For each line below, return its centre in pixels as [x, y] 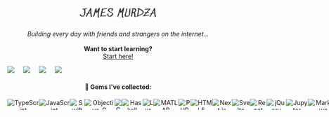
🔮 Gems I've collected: [118, 87]
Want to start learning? [118, 49]
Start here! [118, 56]
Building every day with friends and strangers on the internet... [118, 34]
